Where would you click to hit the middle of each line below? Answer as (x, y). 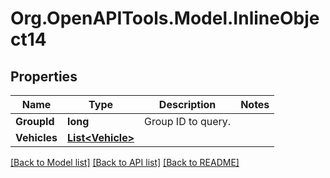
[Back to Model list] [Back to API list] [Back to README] (125, 162)
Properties (44, 76)
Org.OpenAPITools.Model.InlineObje (165, 18)
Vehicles (36, 137)
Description (187, 104)
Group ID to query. (188, 121)
